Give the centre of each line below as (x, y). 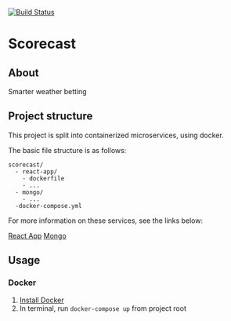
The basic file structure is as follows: (67, 150)
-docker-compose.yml (49, 206)
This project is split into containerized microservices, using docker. (116, 135)
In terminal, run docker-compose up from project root (103, 308)
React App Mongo (37, 235)
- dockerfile (43, 178)
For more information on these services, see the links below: (106, 221)
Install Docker (42, 300)
